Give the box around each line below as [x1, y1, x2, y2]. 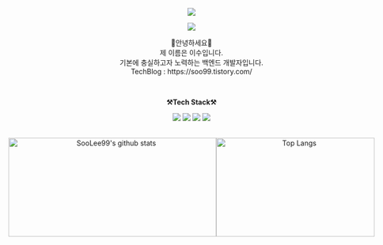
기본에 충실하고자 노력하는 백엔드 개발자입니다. [119, 58, 264, 67]
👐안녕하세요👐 [170, 38, 213, 47]
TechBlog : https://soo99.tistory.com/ [131, 67, 252, 76]
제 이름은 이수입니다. [160, 48, 223, 57]
